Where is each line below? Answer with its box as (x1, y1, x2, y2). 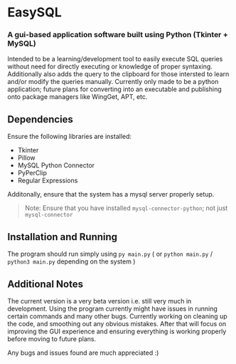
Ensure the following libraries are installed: (7, 132, 132, 141)
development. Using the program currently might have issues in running (7, 304, 218, 313)
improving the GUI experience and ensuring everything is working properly (7, 327, 227, 336)
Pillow (17, 154, 36, 162)
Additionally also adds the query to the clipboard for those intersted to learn (7, 70, 230, 78)
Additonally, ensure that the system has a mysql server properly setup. (7, 190, 215, 199)
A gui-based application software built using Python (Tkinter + (7, 30, 229, 40)
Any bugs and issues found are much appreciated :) (7, 348, 159, 357)
